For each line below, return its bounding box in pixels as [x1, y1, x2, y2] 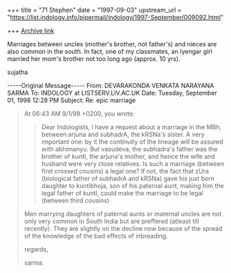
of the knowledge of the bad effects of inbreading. [24, 232, 168, 240]
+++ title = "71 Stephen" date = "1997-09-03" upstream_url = [7, 6, 182, 14]
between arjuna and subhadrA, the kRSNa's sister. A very [41, 131, 205, 138]
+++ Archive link [7, 27, 55, 35]
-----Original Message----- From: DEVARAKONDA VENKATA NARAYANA [7, 82, 214, 89]
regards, [24, 245, 48, 253]
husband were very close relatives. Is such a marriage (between [41, 160, 225, 168]
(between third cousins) [41, 196, 109, 205]
